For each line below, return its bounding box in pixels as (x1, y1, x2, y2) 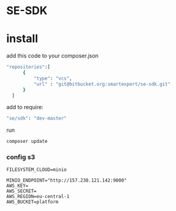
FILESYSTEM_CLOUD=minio (6, 167, 67, 173)
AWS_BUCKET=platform (6, 199, 59, 205)
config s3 (6, 153, 35, 161)
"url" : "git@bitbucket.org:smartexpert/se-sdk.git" (33, 81, 171, 87)
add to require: (6, 104, 44, 111)
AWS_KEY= (6, 183, 29, 189)
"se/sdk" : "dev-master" (6, 115, 67, 121)
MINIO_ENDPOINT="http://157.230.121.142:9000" (6, 177, 127, 184)
